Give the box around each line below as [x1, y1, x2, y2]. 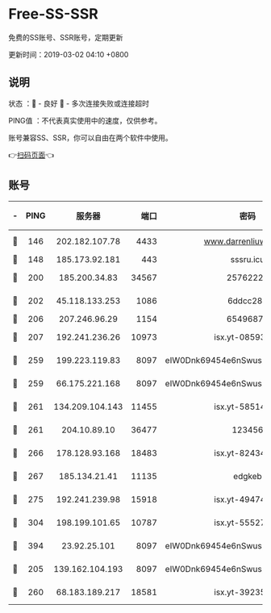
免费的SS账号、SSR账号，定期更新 [8, 32, 123, 42]
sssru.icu [230, 253, 265, 265]
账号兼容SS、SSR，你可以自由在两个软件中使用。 [8, 132, 173, 142]
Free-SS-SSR [8, 5, 98, 23]
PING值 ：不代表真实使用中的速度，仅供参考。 [8, 115, 162, 125]
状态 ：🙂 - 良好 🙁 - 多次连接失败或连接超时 [8, 98, 149, 108]
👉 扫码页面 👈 [8, 150, 55, 160]
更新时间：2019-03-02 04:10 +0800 [8, 49, 129, 59]
